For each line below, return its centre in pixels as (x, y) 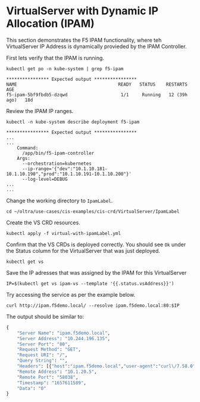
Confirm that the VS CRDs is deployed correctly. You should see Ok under (96, 244)
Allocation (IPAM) (51, 23)
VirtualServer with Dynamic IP (82, 11)
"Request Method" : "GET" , (49, 350)
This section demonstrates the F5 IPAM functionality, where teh (84, 40)
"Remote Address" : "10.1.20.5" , (57, 372)
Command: (28, 148)
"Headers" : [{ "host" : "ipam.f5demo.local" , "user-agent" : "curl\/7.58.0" (106, 366)
